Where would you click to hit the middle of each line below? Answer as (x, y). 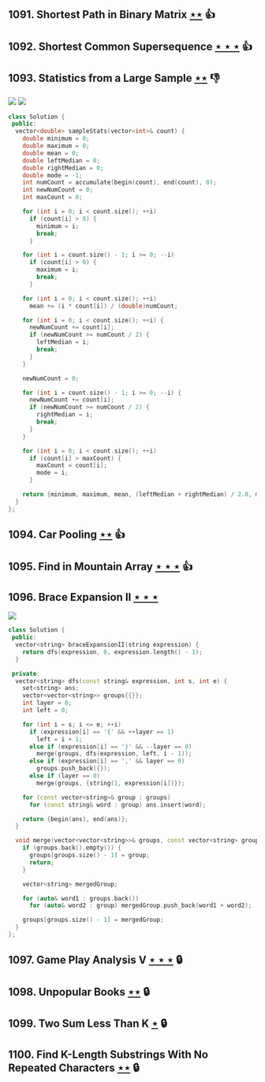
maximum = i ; (58, 270)
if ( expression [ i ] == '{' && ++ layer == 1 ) (102, 732)
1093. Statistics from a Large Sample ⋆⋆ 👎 (114, 78)
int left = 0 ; (45, 711)
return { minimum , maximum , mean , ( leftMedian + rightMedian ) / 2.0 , (137, 494)
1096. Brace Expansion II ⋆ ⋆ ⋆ (84, 597)
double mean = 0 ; (51, 153)
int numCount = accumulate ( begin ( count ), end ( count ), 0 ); (119, 183)
